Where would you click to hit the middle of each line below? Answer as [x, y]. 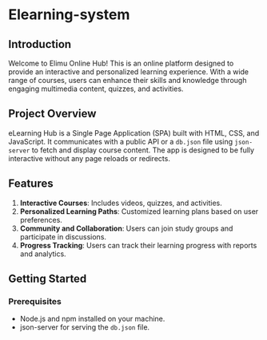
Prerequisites [35, 301]
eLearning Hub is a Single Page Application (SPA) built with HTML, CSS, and [134, 132]
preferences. [41, 219]
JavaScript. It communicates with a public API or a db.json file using [121, 141]
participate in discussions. [63, 236]
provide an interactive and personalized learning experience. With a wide [129, 72]
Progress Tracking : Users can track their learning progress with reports [138, 245]
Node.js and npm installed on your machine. [92, 319]
